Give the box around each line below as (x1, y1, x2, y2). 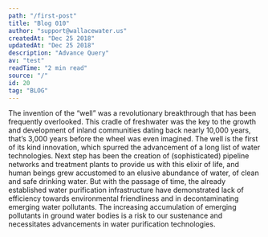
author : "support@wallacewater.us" (8, 27, 128, 35)
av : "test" (8, 57, 45, 65)
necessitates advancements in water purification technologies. (8, 219, 216, 229)
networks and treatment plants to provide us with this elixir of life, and (8, 160, 239, 170)
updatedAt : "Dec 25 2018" (8, 42, 95, 50)
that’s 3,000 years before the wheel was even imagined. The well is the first (8, 134, 258, 144)
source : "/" (8, 72, 48, 80)
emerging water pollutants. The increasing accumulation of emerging (8, 202, 237, 212)
